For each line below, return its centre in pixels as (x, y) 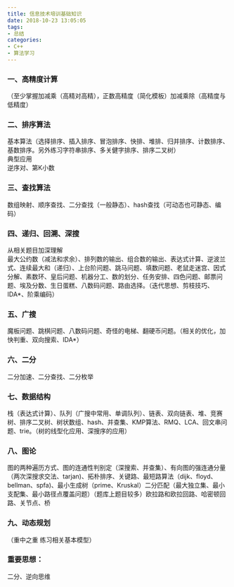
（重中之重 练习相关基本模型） (51, 540)
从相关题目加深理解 (35, 250)
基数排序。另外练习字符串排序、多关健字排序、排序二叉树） (93, 150)
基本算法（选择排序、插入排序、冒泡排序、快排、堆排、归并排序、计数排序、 (118, 141)
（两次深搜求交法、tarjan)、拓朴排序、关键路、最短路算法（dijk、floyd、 (112, 476)
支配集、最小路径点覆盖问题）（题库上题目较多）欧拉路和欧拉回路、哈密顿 (113, 494)
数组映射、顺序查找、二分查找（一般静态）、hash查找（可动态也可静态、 (111, 205)
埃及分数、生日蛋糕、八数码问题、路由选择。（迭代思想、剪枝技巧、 (116, 286)
